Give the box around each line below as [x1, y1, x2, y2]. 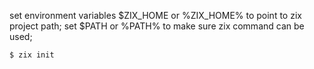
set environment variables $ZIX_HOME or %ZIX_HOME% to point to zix [9, 10, 302, 21]
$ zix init [9, 50, 55, 60]
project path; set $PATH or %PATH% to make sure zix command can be [9, 20, 305, 32]
